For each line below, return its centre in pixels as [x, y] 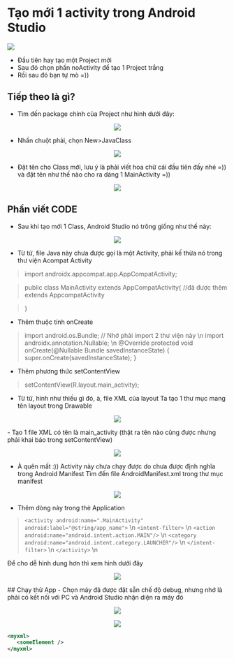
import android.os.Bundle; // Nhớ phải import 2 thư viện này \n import [124, 335]
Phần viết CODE [43, 210]
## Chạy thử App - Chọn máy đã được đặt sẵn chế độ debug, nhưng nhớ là [115, 590]
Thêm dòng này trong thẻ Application [71, 508]
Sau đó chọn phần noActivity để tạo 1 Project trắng [90, 67]
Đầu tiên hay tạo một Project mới [64, 60]
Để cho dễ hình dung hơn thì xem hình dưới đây [75, 563]
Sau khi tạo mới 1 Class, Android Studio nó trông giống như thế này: [114, 226]
